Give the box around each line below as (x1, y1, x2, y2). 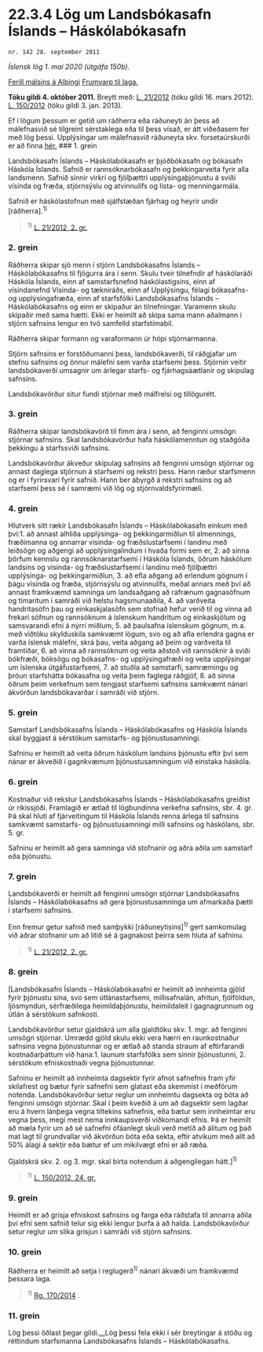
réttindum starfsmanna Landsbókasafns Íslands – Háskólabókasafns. (8, 1336, 231, 1346)
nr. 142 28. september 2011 (8, 48, 100, 56)
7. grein (8, 871, 37, 882)
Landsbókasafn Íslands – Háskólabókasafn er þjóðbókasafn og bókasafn (8, 155, 243, 166)
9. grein (8, 1192, 38, 1203)
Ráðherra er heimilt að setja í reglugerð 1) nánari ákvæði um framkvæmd (8, 1264, 239, 1275)
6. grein (8, 776, 38, 787)
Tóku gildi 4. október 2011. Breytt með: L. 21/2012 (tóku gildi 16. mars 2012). (8, 92, 254, 101)
